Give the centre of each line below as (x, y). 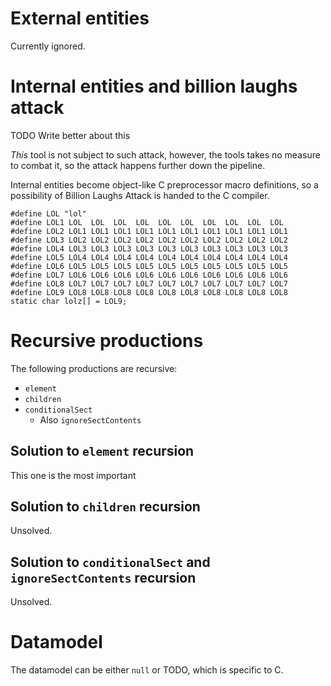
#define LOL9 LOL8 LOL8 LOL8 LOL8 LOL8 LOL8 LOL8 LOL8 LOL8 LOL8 (149, 292)
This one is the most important (73, 475)
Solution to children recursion (105, 507)
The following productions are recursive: (94, 368)
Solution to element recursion (102, 451)
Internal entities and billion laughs (154, 86)
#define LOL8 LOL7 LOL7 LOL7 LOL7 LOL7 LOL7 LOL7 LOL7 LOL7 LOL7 (149, 283)
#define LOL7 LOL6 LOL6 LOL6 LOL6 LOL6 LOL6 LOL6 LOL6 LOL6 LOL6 (149, 275)
